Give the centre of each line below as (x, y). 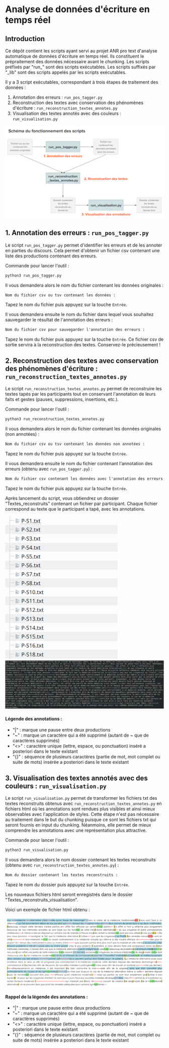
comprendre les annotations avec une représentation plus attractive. (76, 831)
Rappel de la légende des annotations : (47, 996)
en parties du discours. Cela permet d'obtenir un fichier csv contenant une (82, 250)
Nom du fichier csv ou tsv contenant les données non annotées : (75, 444)
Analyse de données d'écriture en (77, 9)
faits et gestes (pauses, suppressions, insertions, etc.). (62, 399)
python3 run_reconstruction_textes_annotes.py (55, 419)
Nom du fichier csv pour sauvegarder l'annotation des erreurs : (75, 330)
